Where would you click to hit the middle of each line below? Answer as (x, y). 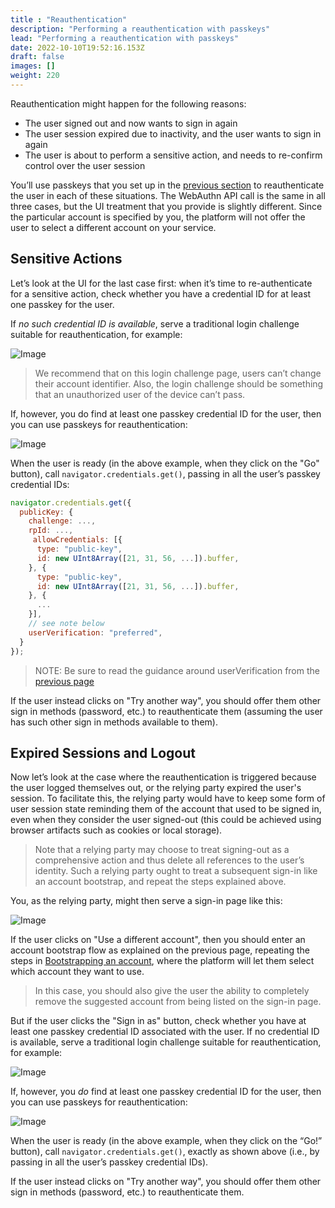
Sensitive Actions (66, 259)
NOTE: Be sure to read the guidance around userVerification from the (177, 670)
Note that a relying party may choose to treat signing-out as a (162, 850)
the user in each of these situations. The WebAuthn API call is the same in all (168, 195)
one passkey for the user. (62, 304)
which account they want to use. (77, 972)
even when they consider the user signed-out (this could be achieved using (166, 820)
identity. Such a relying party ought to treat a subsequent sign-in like (176, 871)
